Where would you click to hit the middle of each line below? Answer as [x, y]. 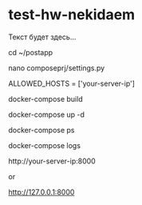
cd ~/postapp [31, 52]
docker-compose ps [41, 130]
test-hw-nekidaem [72, 15]
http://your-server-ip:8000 [52, 161]
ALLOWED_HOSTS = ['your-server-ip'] [72, 83]
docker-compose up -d [47, 115]
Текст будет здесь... [42, 37]
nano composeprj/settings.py [57, 68]
